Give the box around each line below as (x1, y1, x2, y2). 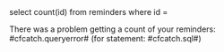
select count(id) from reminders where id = (9, 7, 168, 17)
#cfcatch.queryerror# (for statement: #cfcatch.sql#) (9, 33, 202, 43)
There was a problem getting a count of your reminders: (9, 24, 217, 34)
